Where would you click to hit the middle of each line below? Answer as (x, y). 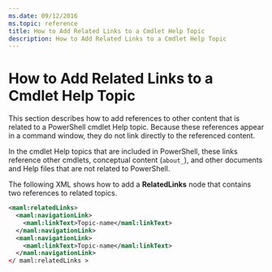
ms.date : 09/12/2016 (43, 16)
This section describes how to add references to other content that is (124, 119)
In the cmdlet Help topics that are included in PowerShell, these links (123, 152)
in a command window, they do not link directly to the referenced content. (132, 136)
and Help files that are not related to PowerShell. (89, 169)
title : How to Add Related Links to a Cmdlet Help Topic (107, 31)
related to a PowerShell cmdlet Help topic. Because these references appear (136, 127)
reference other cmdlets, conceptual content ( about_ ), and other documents (136, 160)
